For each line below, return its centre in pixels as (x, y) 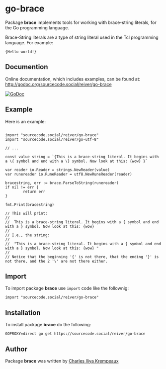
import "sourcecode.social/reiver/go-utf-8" (52, 139)
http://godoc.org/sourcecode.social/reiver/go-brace (58, 84)
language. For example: (29, 42)
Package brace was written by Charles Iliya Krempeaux (62, 361)
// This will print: (27, 213)
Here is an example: (26, 121)
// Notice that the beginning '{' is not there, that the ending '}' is (82, 257)
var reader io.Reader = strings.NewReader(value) (58, 170)
